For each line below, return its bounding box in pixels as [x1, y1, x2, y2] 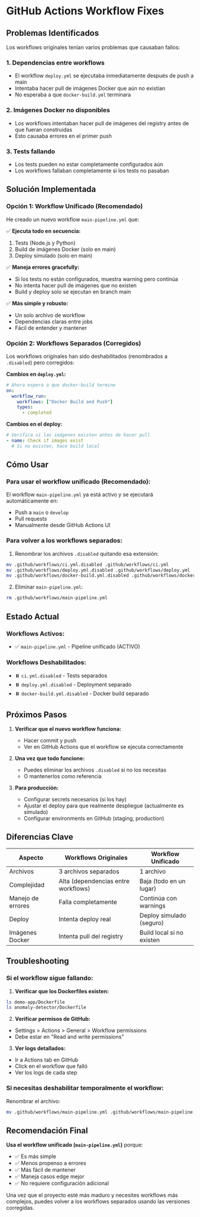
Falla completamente [58, 897, 117, 906]
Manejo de [9, 894, 39, 902]
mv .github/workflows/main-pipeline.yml [6, 1109, 108, 1115]
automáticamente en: [6, 497, 58, 504]
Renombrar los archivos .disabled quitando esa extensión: [14, 550, 159, 557]
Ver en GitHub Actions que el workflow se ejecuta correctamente [23, 744, 183, 751]
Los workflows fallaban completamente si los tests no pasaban [14, 167, 170, 174]
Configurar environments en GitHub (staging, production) [23, 815, 165, 822]
